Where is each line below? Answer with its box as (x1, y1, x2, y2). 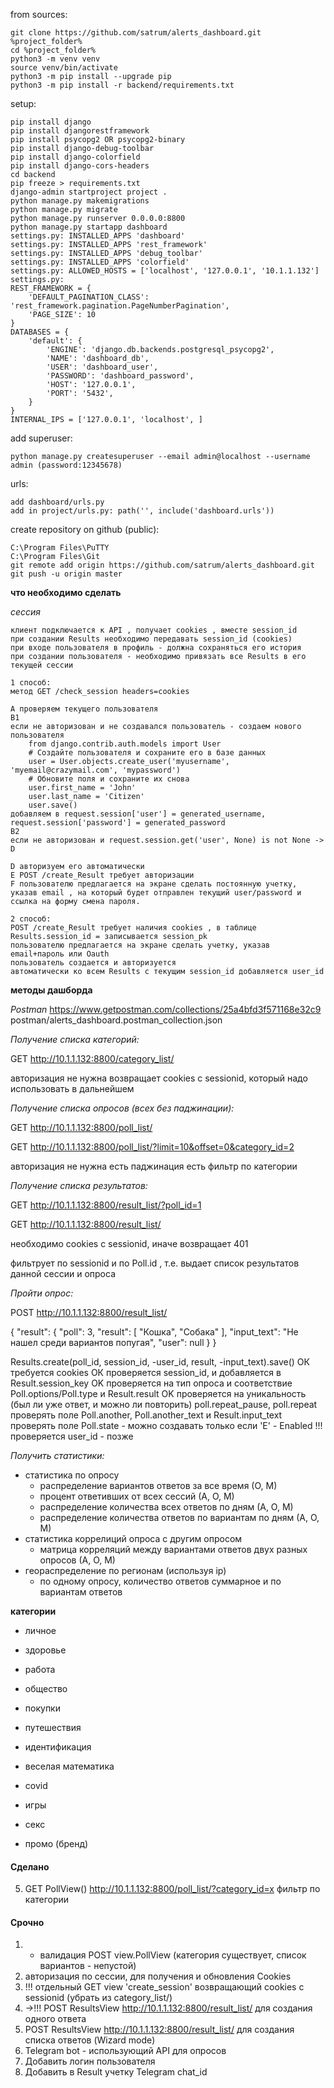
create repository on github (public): (10, 524, 160, 535)
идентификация (24, 1741, 92, 1753)
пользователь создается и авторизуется (10, 958, 177, 968)
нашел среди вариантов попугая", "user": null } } (10, 1337, 217, 1348)
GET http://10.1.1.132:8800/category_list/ (10, 1053, 175, 1064)
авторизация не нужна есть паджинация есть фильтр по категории (10, 1160, 298, 1172)
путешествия (24, 1722, 82, 1733)
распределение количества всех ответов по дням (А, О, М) (39, 1501, 294, 1513)
